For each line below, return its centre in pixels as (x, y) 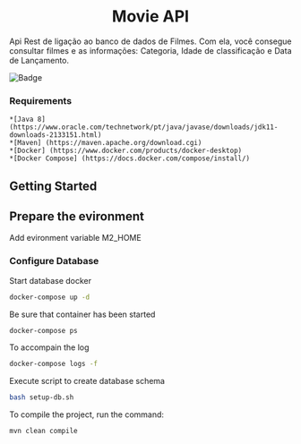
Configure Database (54, 261)
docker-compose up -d (50, 297)
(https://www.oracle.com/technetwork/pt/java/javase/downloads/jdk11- (144, 127)
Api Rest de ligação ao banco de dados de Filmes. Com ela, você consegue (150, 41)
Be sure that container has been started (82, 314)
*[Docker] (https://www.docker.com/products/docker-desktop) (126, 151)
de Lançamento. (39, 60)
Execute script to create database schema (87, 381)
